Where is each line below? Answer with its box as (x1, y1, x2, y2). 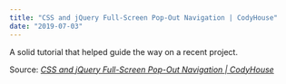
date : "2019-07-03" (9, 22, 84, 31)
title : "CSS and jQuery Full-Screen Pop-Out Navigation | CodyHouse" (9, 13, 279, 23)
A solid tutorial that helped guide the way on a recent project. (9, 46, 239, 57)
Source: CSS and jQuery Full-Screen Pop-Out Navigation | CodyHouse (9, 64, 274, 75)
